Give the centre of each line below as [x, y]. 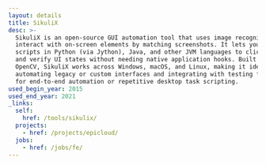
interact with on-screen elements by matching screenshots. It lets [131, 45]
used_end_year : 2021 [42, 96]
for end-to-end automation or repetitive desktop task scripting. [127, 81]
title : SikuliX [33, 23]
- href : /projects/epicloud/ [70, 132]
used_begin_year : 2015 [46, 89]
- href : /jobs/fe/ [53, 147]
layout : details [35, 15]
